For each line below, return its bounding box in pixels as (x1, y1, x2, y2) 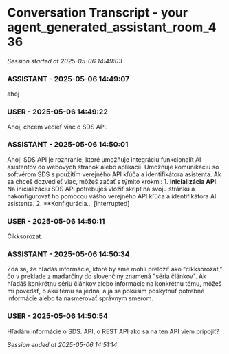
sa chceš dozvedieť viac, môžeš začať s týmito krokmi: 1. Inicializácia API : (7, 177, 218, 185)
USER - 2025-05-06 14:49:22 (7, 107, 108, 116)
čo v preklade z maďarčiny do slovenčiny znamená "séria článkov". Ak (7, 272, 207, 280)
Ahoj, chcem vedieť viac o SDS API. (7, 123, 108, 131)
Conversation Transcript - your (7, 5, 188, 21)
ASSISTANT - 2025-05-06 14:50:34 (7, 249, 130, 259)
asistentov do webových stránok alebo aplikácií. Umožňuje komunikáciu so (7, 163, 219, 171)
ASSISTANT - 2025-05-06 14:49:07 (7, 74, 129, 83)
